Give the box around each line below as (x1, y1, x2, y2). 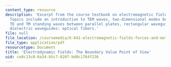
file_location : (5, 36, 38, 41)
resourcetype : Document (5, 45, 56, 50)
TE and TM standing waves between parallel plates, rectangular (10, 21, 149, 27)
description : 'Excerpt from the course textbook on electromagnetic (5, 12, 154, 17)
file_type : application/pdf (5, 40, 65, 45)
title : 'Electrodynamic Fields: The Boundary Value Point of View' (5, 49, 152, 54)
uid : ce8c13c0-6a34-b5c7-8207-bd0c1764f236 (5, 54, 99, 59)
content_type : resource (5, 7, 56, 13)
